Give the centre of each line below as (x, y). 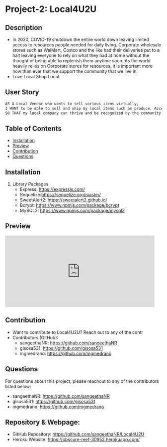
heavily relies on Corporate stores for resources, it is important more (83, 66)
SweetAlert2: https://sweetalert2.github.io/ (64, 200)
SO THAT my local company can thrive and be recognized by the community (83, 113)
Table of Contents (34, 128)
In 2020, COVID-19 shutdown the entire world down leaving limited (81, 39)
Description (24, 28)
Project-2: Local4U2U (51, 9)
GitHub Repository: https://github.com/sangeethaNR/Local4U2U (78, 434)
